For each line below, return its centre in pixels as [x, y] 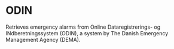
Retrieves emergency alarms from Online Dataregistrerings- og [83, 27]
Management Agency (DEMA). [43, 39]
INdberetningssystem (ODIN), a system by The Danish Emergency [87, 33]
